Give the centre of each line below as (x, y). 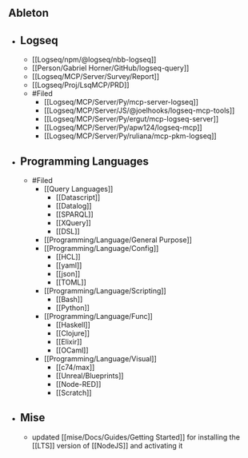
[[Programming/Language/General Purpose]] (118, 240)
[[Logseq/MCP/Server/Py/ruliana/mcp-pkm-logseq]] (130, 136)
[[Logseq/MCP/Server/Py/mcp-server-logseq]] (121, 102)
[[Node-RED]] (78, 384)
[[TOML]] (71, 282)
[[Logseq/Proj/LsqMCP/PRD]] (80, 85)
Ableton (29, 13)
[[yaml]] (69, 265)
